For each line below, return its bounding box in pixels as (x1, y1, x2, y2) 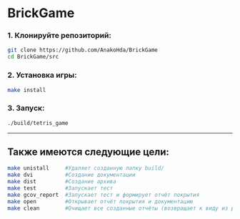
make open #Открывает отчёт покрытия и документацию (7, 198, 194, 205)
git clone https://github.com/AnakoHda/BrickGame (7, 46, 159, 54)
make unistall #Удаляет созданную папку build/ (7, 165, 164, 172)
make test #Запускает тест (7, 185, 114, 192)
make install (7, 86, 46, 93)
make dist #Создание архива (7, 178, 116, 185)
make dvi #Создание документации (7, 171, 136, 179)
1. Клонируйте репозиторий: (7, 31, 112, 41)
